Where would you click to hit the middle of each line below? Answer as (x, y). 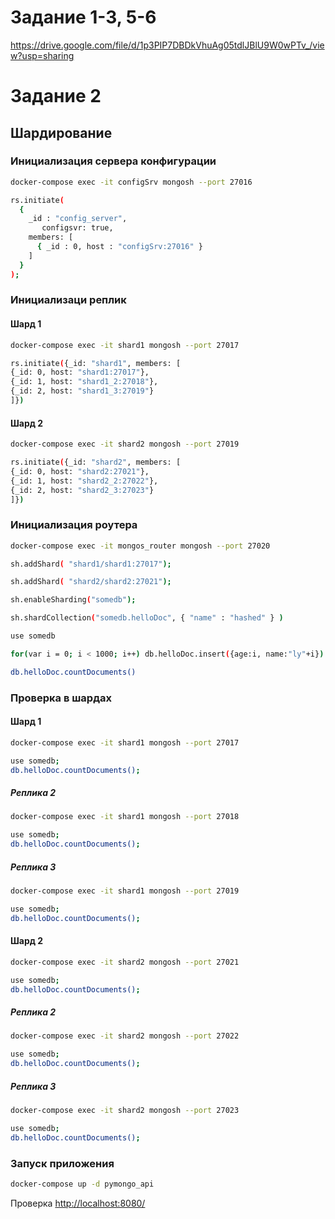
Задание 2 (56, 96)
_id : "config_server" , (78, 219)
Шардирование (61, 132)
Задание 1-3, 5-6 (83, 17)
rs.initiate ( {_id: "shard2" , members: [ (96, 462)
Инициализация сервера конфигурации (113, 161)
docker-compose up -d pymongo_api (82, 1184)
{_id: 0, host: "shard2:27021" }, (80, 471)
